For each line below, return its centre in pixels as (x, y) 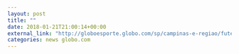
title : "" (22, 20)
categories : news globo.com (49, 40)
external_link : (30, 33)
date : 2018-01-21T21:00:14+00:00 (57, 27)
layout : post (27, 14)
